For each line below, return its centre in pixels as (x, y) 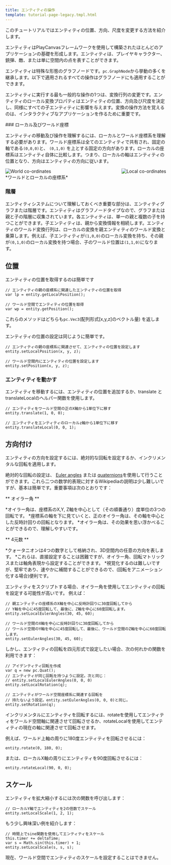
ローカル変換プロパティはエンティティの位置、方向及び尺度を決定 (96, 101)
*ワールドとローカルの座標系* (37, 177)
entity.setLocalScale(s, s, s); (40, 847)
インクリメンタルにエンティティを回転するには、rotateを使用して (74, 715)
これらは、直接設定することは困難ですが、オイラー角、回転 (80, 556)
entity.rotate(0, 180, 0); (34, 748)
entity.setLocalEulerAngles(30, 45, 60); (50, 614)
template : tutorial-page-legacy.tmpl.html (51, 15)
